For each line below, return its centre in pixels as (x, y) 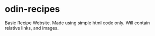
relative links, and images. (32, 28)
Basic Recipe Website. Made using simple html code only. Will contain (77, 23)
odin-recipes (32, 9)
